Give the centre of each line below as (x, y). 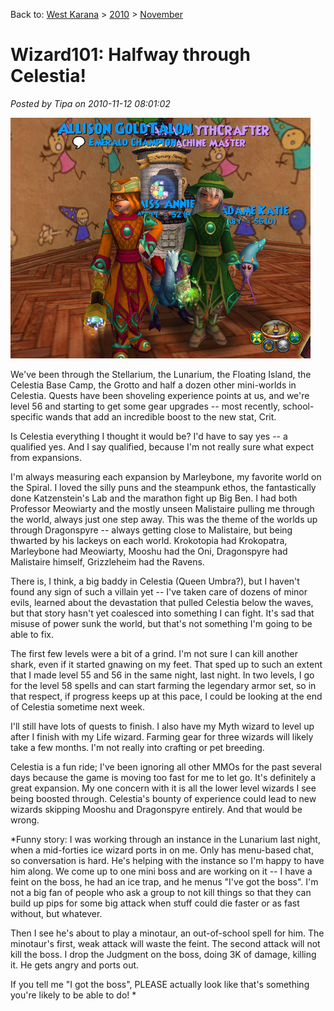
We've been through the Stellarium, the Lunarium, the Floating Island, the (161, 374)
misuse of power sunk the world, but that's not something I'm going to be (161, 623)
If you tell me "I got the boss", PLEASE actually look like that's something (160, 984)
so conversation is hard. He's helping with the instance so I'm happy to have (167, 860)
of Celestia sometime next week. (77, 706)
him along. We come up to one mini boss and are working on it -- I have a (161, 871)
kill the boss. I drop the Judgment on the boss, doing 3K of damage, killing (163, 954)
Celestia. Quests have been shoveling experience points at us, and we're (160, 395)
